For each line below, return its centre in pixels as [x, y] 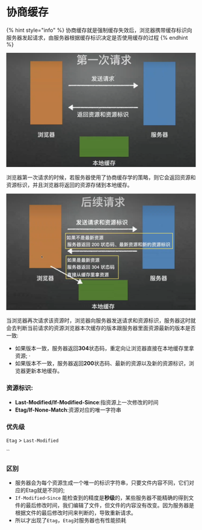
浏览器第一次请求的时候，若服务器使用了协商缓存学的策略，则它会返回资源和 [101, 177]
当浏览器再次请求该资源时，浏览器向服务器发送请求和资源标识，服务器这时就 [101, 321]
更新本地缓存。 [44, 371]
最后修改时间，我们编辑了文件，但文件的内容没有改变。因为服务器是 [110, 505]
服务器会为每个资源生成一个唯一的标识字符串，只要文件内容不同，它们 [102, 483]
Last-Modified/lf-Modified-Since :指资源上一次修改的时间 [87, 402]
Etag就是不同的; [45, 490]
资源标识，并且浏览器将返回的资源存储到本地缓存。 [69, 184]
